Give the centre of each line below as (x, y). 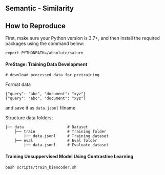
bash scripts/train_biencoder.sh (41, 167)
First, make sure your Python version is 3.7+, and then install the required (82, 38)
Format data (18, 84)
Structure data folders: (29, 118)
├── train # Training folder (60, 132)
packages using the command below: (45, 43)
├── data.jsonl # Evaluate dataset (66, 145)
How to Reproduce (35, 26)
